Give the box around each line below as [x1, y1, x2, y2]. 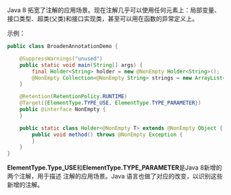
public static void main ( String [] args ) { [19, 61, 143, 69]
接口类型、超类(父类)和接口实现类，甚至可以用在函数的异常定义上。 [7, 14, 199, 23]
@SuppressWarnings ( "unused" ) [19, 55, 103, 62]
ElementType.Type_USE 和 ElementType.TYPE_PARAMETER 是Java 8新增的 [7, 163, 222, 172]
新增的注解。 [7, 181, 43, 189]
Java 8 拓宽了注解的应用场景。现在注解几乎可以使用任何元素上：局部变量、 [7, 6, 221, 14]
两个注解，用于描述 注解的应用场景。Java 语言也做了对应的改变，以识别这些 [7, 172, 223, 181]
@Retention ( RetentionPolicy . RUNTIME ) [19, 93, 128, 100]
